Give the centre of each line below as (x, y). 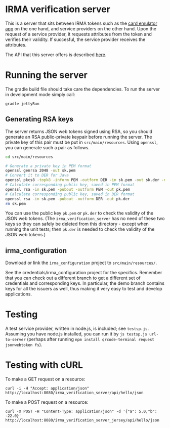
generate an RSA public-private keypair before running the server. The (79, 137)
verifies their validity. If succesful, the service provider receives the (75, 39)
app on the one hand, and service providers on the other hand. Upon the (81, 28)
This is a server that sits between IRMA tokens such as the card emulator (81, 23)
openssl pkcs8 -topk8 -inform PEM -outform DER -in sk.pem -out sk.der (82, 180)
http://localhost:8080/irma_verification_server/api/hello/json (74, 393)
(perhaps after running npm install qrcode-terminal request (91, 339)
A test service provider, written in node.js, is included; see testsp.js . (77, 329)
